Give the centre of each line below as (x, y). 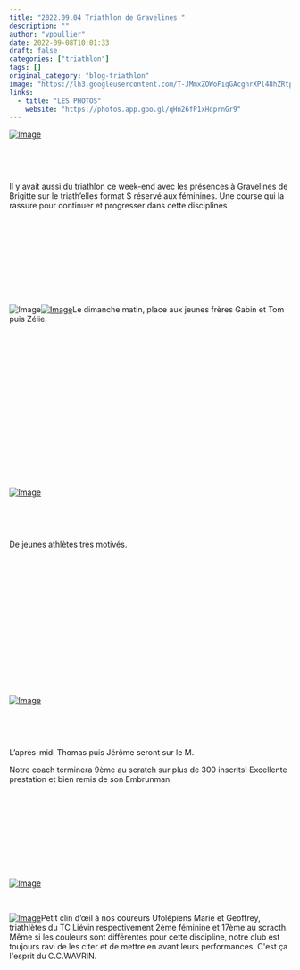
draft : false (33, 51)
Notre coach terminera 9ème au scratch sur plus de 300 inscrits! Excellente (148, 770)
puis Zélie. (28, 319)
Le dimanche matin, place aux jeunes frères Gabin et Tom (179, 310)
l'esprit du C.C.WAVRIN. (53, 956)
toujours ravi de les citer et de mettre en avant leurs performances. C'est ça (149, 947)
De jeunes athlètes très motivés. (68, 545)
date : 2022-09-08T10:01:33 (59, 43)
